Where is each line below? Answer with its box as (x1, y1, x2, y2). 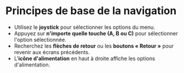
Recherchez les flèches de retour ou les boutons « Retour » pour (14, 42, 174, 49)
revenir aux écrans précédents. (14, 48, 90, 55)
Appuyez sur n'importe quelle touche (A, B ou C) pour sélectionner (14, 29, 178, 36)
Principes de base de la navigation (5, 4, 177, 18)
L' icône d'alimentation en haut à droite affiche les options (14, 55, 155, 62)
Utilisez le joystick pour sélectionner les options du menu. (14, 24, 155, 31)
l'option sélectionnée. (14, 36, 67, 43)
